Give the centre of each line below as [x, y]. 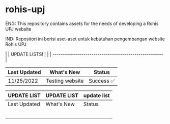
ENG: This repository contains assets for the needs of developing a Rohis [82, 23]
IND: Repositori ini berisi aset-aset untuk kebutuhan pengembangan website [85, 39]
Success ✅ [102, 81]
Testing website [65, 81]
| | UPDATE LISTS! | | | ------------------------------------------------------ [84, 54]
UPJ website [18, 29]
